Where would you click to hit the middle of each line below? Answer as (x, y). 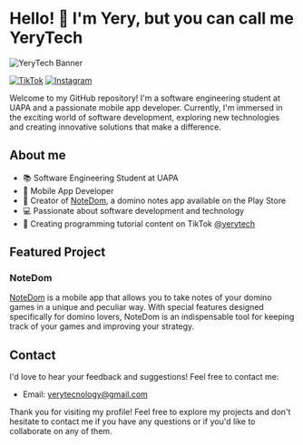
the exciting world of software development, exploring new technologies (145, 117)
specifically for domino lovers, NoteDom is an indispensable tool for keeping (152, 317)
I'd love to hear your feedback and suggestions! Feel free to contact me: (144, 377)
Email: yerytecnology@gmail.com (85, 394)
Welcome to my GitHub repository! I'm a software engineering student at (145, 98)
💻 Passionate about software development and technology (133, 210)
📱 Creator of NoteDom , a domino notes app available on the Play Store (154, 200)
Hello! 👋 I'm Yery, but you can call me (152, 19)
